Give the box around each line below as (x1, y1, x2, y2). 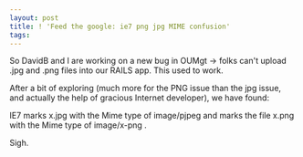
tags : (9, 30, 30, 39)
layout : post (9, 13, 59, 23)
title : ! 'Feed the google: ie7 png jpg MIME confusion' (9, 22, 231, 31)
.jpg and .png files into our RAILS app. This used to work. (9, 65, 224, 76)
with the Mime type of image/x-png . (9, 120, 148, 131)
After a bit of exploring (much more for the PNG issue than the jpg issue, (9, 83, 281, 94)
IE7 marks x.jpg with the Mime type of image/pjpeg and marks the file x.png (9, 110, 295, 121)
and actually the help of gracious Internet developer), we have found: (9, 92, 270, 103)
